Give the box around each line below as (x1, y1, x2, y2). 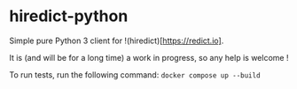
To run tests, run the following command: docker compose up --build (9, 69, 261, 80)
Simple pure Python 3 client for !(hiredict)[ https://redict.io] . (9, 35, 224, 46)
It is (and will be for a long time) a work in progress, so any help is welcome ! (9, 52, 289, 63)
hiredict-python (9, 6, 129, 26)
